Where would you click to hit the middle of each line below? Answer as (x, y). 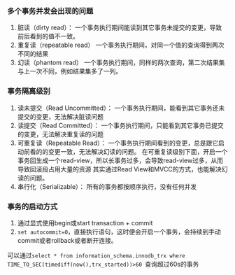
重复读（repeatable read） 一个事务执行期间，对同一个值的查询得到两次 (121, 45)
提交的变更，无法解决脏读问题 (60, 116)
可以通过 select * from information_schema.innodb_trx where (96, 255)
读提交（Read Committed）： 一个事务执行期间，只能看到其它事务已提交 (120, 125)
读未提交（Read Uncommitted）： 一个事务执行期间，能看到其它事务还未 (121, 108)
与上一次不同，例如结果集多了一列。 (70, 71)
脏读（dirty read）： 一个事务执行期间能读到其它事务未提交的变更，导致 (120, 28)
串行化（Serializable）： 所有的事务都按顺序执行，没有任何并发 (107, 186)
